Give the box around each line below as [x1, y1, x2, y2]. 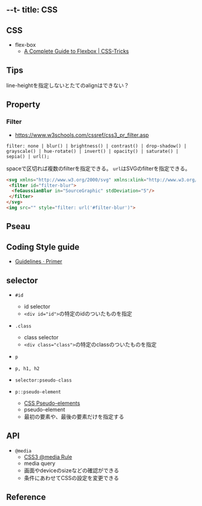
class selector [23, 333, 59, 341]
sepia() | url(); [6, 153, 50, 159]
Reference [6, 492, 46, 502]
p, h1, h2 [14, 365, 40, 372]
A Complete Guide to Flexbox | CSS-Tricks [23, 48, 129, 55]
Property [6, 99, 41, 110]
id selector [23, 303, 50, 310]
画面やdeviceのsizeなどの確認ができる [23, 466, 119, 474]
